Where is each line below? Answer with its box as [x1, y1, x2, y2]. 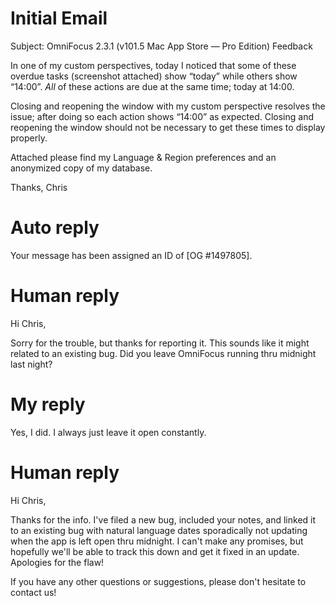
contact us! [10, 586, 57, 598]
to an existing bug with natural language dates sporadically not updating [10, 524, 308, 536]
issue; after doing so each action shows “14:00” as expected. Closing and [10, 110, 314, 122]
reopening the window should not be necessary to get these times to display [10, 121, 326, 133]
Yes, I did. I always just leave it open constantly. [10, 426, 207, 438]
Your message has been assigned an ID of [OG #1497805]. [10, 249, 253, 261]
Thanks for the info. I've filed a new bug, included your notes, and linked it [10, 513, 317, 526]
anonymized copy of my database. [10, 162, 153, 174]
